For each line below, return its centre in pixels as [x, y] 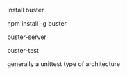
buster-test [23, 50]
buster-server [27, 37]
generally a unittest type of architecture [63, 64]
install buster [26, 10]
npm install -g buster [37, 23]
